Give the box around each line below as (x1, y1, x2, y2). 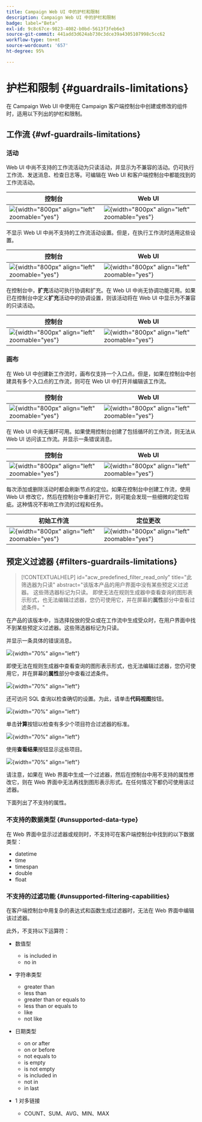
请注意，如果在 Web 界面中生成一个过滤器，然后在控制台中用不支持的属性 (6, 771, 189, 778)
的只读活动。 (6, 302, 38, 309)
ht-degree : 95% (6, 48, 44, 54)
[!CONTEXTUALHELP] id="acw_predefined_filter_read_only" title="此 (20, 574, 192, 581)
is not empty (23, 1065, 55, 1072)
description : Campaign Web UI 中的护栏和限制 (6, 14, 116, 21)
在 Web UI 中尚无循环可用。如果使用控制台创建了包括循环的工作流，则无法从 (6, 428, 196, 435)
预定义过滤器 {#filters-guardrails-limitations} (6, 557, 178, 567)
